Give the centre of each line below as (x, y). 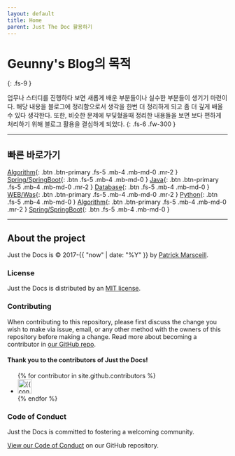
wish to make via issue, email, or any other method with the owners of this (114, 329)
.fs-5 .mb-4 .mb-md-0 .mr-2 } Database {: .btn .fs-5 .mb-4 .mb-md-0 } (108, 187)
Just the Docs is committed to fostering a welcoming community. (101, 432)
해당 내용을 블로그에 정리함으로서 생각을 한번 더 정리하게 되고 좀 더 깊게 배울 (120, 106)
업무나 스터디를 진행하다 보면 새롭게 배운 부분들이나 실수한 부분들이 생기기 (108, 98)
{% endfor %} (37, 398)
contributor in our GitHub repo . (52, 344)
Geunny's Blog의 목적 (69, 63)
